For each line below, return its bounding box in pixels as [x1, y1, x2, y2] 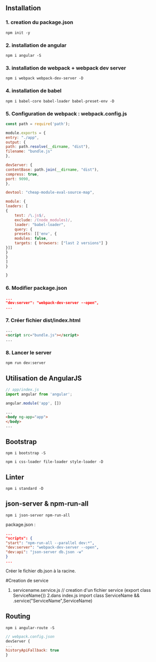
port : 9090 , [5, 176, 30, 181]
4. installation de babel [5, 87, 61, 94]
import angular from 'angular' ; [5, 392, 72, 397]
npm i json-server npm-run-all [5, 513, 70, 518]
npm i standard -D [5, 486, 44, 491]
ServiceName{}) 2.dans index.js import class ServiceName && [12, 592, 140, 598]
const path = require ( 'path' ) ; [5, 121, 70, 126]
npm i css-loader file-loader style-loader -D [5, 459, 104, 464]
